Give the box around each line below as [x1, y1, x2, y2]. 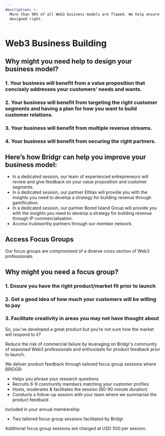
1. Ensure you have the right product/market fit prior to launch [5, 282, 156, 289]
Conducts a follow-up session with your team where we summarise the [12, 391, 157, 397]
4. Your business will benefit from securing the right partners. [5, 137, 156, 144]
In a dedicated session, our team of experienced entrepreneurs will [12, 173, 149, 180]
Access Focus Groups [5, 235, 74, 243]
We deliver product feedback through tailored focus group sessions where [5, 361, 157, 367]
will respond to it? [5, 331, 41, 337]
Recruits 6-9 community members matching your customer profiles [12, 381, 149, 387]
